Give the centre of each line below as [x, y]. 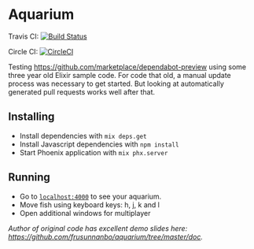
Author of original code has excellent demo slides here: [98, 228]
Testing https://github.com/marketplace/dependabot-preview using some [127, 67]
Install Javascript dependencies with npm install [99, 144]
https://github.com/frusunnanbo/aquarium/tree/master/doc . [105, 236]
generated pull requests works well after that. [82, 91]
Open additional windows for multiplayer [85, 213]
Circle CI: [23, 51]
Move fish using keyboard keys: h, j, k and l [89, 204]
